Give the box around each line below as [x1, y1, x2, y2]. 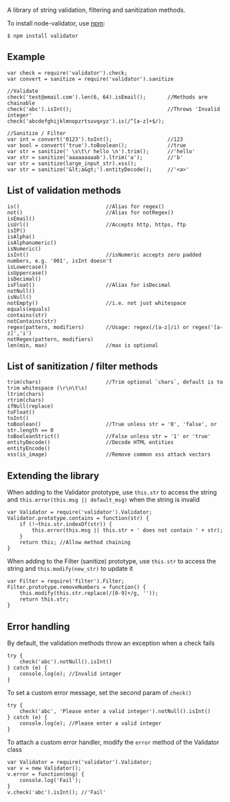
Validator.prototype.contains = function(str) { [7, 515, 149, 522]
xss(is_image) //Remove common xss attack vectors [7, 451, 211, 458]
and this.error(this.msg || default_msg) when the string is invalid [7, 496, 200, 504]
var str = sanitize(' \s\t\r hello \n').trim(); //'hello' [7, 148, 196, 154]
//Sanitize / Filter [7, 130, 67, 137]
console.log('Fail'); [19, 777, 81, 784]
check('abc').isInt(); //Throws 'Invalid [7, 106, 220, 112]
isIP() [7, 227, 26, 234]
